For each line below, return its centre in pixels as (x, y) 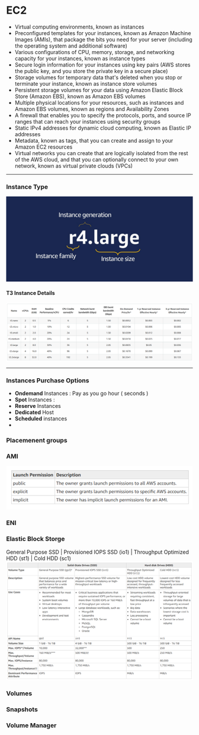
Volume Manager (31, 725)
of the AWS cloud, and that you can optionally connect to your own (97, 159)
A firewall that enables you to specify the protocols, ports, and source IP (103, 115)
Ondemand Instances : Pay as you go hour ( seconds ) (81, 394)
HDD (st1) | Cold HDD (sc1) (38, 558)
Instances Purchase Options (48, 380)
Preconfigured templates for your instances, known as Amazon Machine (103, 33)
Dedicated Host (34, 412)
